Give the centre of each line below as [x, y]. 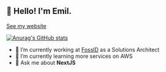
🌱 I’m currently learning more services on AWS [74, 56]
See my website [27, 26]
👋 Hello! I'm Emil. [39, 11]
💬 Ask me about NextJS [45, 62]
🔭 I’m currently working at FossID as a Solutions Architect [87, 49]
